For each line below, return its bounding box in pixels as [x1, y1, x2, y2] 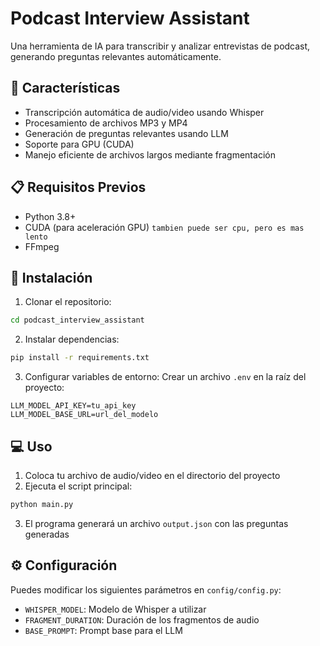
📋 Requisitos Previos [10, 179, 147, 196]
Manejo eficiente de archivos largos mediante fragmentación [24, 148, 276, 161]
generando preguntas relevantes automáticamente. [10, 50, 222, 62]
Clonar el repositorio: [24, 296, 112, 308]
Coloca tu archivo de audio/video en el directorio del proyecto [24, 469, 281, 481]
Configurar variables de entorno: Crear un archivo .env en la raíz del [24, 371, 307, 383]
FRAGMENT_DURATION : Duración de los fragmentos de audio [24, 613, 260, 626]
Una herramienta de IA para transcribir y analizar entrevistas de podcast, [10, 40, 311, 52]
